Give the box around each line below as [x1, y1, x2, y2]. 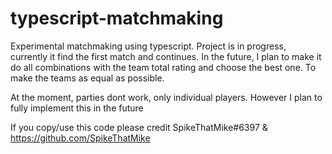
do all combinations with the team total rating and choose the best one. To [10, 61, 317, 73]
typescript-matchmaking [10, 7, 224, 30]
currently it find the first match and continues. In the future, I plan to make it [10, 50, 322, 62]
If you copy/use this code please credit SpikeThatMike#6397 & [10, 121, 268, 133]
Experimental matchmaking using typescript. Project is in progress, [10, 40, 287, 52]
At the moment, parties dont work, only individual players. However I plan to [10, 91, 323, 103]
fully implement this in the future [10, 102, 144, 114]
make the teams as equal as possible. [10, 72, 165, 84]
